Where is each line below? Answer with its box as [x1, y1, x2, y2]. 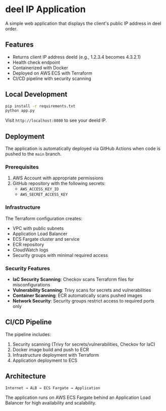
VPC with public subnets [12, 225, 64, 231]
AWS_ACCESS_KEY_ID [20, 186, 59, 192]
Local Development [5, 90, 68, 99]
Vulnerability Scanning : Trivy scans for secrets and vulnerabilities [12, 287, 151, 293]
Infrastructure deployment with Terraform [12, 352, 99, 358]
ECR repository [12, 241, 44, 247]
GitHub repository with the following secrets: [12, 180, 106, 186]
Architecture [5, 372, 46, 381]
